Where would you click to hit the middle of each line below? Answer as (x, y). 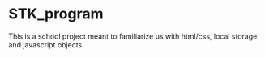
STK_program (56, 14)
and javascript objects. (47, 44)
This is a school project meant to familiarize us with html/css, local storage (133, 36)
